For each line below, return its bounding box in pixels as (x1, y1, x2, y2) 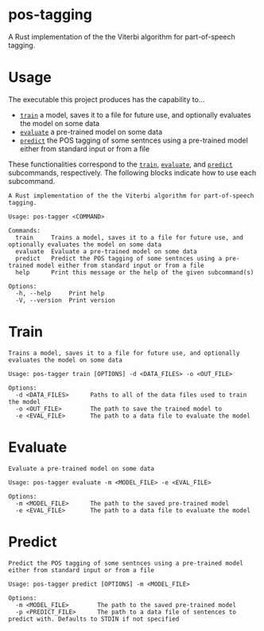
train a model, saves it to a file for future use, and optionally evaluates (19, 110, 252, 120)
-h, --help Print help (15, 289, 105, 297)
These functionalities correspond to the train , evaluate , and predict (8, 159, 233, 169)
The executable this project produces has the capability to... (8, 94, 205, 104)
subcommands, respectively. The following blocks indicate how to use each (8, 167, 257, 177)
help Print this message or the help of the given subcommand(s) (15, 268, 254, 276)
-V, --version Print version (15, 296, 115, 304)
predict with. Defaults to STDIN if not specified (8, 615, 180, 623)
